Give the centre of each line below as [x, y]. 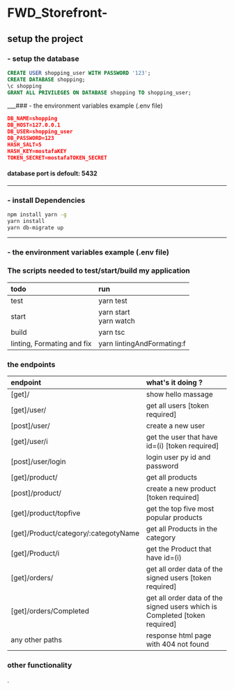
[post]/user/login [38, 461]
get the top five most [180, 509]
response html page [179, 635]
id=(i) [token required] [182, 446]
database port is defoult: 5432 [52, 173]
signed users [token [179, 578]
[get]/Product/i [35, 554]
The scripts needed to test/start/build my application [99, 271]
